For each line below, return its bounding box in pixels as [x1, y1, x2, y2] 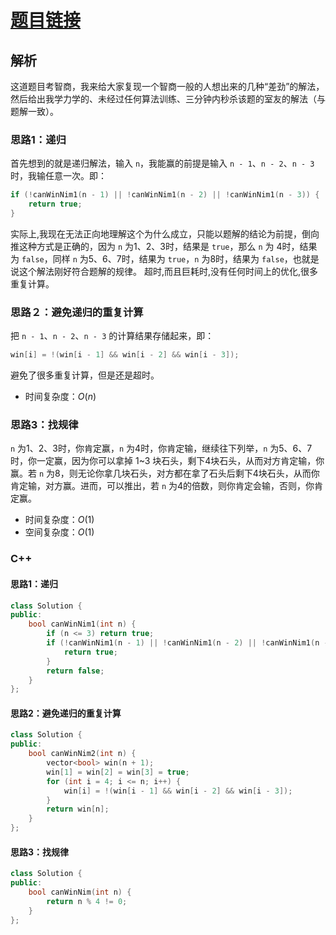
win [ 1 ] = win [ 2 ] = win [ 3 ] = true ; [46, 767, 190, 777]
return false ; [46, 666, 105, 676]
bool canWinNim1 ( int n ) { [28, 619, 137, 630]
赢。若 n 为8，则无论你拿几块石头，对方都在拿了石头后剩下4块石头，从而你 [10, 467, 320, 480]
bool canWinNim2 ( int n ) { [28, 749, 137, 759]
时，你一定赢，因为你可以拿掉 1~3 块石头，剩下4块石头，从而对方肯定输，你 [10, 455, 325, 467]
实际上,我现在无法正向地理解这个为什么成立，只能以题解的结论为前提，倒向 [10, 227, 320, 240]
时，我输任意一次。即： [10, 170, 107, 182]
